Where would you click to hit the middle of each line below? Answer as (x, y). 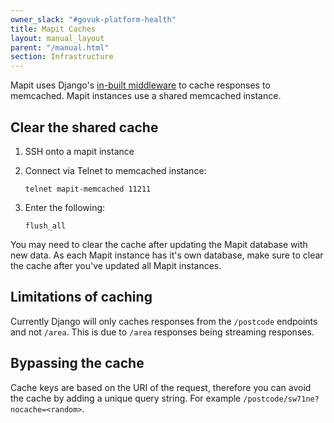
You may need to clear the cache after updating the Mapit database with (159, 244)
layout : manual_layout (57, 38)
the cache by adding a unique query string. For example (126, 398)
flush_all (45, 226)
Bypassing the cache (77, 363)
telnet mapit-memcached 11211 (88, 189)
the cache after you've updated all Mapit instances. (116, 265)
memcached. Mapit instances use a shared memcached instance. (146, 96)
